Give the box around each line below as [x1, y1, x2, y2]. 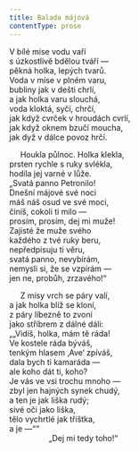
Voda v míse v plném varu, [9, 74, 107, 85]
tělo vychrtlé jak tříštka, [9, 414, 95, 424]
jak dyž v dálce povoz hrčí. [9, 132, 108, 142]
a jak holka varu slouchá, [9, 93, 101, 104]
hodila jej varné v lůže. [9, 167, 92, 179]
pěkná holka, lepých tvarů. [9, 64, 107, 76]
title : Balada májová [9, 13, 90, 22]
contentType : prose [9, 21, 82, 30]
